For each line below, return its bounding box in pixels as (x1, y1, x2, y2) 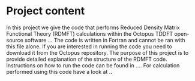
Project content (6, 4, 85, 18)
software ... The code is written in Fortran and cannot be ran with (25, 36, 185, 43)
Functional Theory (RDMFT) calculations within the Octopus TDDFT (6, 30, 173, 37)
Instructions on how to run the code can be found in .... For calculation (6, 61, 180, 69)
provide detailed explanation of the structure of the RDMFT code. (6, 55, 167, 63)
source (6, 36, 24, 43)
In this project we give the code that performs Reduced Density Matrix (6, 24, 180, 31)
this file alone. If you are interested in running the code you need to (6, 43, 172, 50)
